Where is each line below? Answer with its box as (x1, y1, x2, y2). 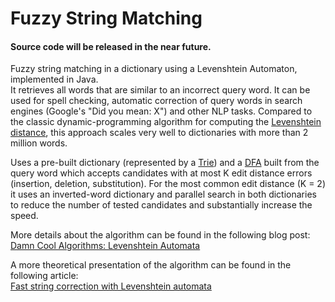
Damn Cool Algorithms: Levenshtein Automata (10, 240, 201, 252)
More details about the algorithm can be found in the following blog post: (10, 229, 311, 241)
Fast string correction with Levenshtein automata (10, 280, 212, 292)
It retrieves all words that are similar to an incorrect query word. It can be (10, 84, 311, 96)
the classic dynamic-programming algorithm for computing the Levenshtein (10, 116, 322, 128)
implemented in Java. (10, 73, 99, 86)
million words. (10, 137, 68, 149)
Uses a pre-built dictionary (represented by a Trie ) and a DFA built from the (10, 157, 320, 169)
